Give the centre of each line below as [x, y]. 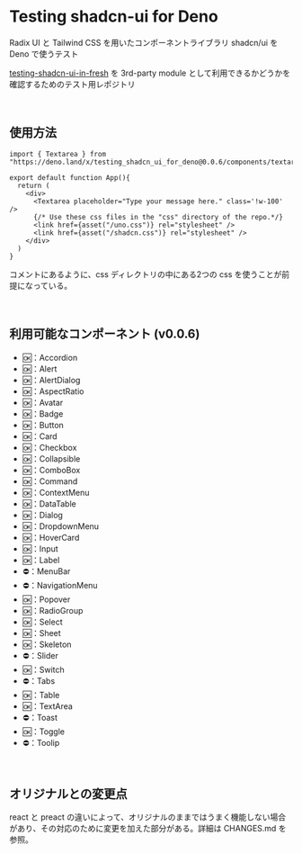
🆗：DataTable [49, 503]
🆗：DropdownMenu [61, 526]
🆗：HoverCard [51, 537]
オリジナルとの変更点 [68, 794]
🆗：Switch [43, 669]
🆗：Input [40, 548]
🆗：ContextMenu [56, 492]
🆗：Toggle [44, 732]
